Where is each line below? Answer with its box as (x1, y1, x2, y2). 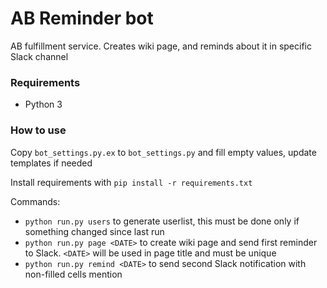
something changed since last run (24, 225, 165, 237)
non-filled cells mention (24, 268, 123, 280)
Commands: (10, 195, 61, 207)
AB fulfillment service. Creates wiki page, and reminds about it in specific (10, 40, 312, 52)
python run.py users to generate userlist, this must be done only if (24, 215, 300, 227)
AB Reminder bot (10, 7, 154, 30)
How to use (10, 123, 67, 137)
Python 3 (24, 98, 63, 111)
